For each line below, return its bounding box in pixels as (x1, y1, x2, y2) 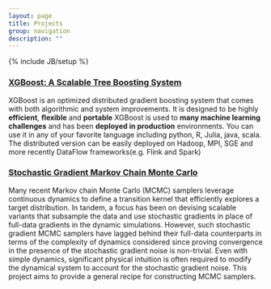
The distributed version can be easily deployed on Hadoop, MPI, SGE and (8, 138, 253, 148)
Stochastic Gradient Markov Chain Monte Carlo (8, 167, 198, 178)
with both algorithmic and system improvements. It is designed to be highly (8, 104, 259, 113)
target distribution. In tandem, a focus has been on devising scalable (8, 202, 237, 212)
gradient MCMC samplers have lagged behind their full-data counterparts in (8, 228, 262, 238)
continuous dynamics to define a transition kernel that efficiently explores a (8, 193, 260, 203)
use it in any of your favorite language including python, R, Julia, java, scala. (8, 130, 262, 139)
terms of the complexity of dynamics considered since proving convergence (8, 236, 263, 247)
